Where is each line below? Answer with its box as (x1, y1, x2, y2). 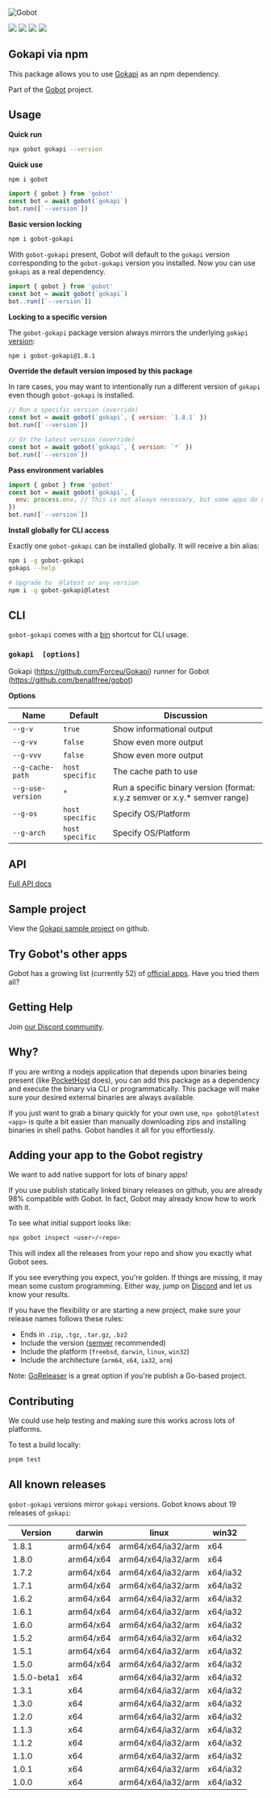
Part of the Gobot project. (8, 85, 94, 94)
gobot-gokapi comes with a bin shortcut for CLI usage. (8, 630, 189, 640)
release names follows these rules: (8, 1314, 124, 1324)
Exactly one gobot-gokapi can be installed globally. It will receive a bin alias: (8, 541, 260, 550)
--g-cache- (12, 762, 54, 772)
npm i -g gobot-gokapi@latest (8, 586, 110, 594)
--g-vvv (12, 750, 42, 760)
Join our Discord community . (8, 1021, 105, 1032)
